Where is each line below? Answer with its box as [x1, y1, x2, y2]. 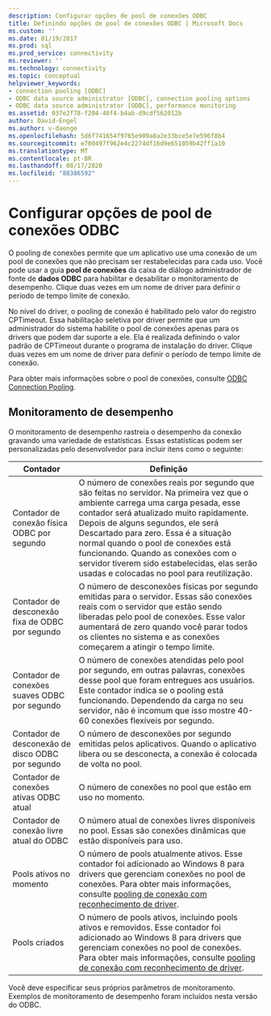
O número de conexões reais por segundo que [78, 477, 255, 488]
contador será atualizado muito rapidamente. [78, 507, 249, 518]
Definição [149, 463, 188, 475]
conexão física [12, 517, 69, 529]
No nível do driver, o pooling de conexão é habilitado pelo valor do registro [8, 306, 256, 316]
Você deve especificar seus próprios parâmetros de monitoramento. [8, 982, 236, 993]
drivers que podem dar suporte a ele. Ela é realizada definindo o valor [8, 332, 240, 341]
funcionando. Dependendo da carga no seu [78, 695, 244, 706]
